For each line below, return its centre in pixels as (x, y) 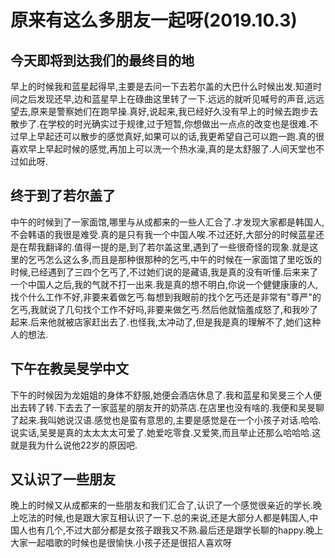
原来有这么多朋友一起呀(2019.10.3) (154, 20)
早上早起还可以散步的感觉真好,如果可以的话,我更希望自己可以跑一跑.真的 (167, 136)
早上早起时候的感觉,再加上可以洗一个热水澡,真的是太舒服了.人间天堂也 (172, 149)
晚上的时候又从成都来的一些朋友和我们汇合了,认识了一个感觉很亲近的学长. (162, 505)
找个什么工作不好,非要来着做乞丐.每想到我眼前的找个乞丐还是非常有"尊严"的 (166, 297)
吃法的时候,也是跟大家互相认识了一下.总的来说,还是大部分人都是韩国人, (164, 518)
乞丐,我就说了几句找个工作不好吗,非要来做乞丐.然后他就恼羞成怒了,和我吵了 (164, 309)
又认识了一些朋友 (63, 479)
